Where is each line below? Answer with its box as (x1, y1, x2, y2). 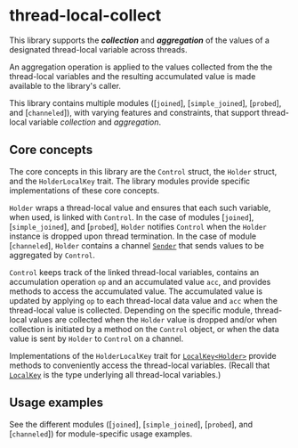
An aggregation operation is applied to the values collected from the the (9, 61, 273, 72)
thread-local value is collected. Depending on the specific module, (9, 305, 254, 315)
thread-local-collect (9, 5, 162, 26)
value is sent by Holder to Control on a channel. (9, 333, 184, 344)
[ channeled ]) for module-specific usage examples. (9, 428, 193, 439)
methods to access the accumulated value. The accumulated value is (9, 286, 263, 297)
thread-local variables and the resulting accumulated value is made (9, 70, 256, 81)
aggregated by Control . (9, 249, 96, 260)
